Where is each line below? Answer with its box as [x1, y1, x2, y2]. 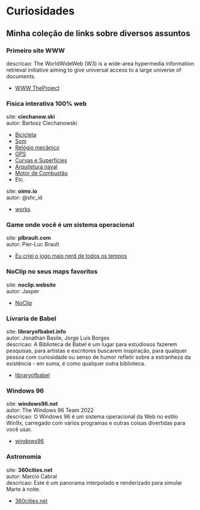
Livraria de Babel [6, 314, 56, 323]
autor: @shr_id [6, 194, 43, 201]
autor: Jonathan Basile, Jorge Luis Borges [6, 334, 110, 341]
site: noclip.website [6, 281, 56, 288]
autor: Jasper [6, 287, 40, 294]
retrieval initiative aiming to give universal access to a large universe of [6, 66, 182, 73]
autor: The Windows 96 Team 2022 [6, 406, 94, 414]
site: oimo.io [6, 188, 38, 195]
